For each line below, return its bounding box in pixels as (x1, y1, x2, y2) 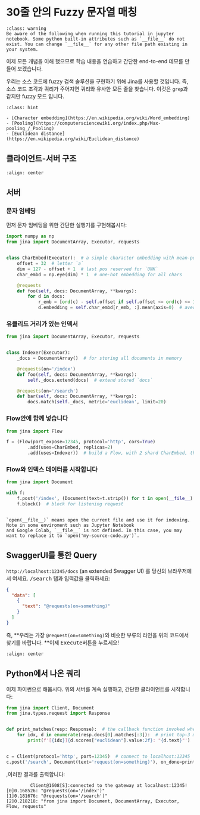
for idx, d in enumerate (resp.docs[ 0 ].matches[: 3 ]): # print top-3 (17, 732, 190, 738)
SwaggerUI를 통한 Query (6, 550, 97, 561)
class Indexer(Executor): (6, 350, 70, 356)
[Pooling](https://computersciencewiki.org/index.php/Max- (11, 120, 161, 126)
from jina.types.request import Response (6, 711, 111, 717)
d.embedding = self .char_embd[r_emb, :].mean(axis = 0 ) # (37, 305, 183, 311)
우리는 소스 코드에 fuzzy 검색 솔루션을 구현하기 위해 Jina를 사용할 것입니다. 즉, (6, 78, 189, 85)
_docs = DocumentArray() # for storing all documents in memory (17, 356, 183, 362)
